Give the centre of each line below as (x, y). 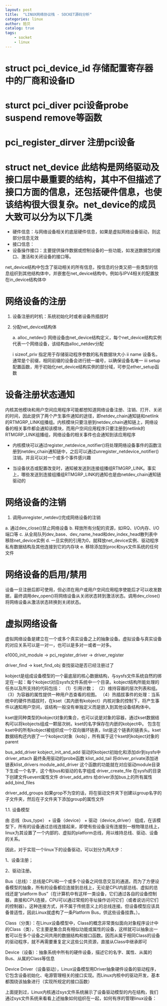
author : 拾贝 (18, 24)
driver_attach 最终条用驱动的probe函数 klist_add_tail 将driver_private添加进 (82, 758)
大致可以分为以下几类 (49, 217)
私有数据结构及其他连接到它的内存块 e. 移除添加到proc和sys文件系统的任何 (82, 547)
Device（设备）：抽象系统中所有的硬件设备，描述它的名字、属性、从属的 (79, 952)
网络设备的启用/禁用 (46, 575)
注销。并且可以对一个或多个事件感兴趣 (51, 458)
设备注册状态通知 (40, 395)
